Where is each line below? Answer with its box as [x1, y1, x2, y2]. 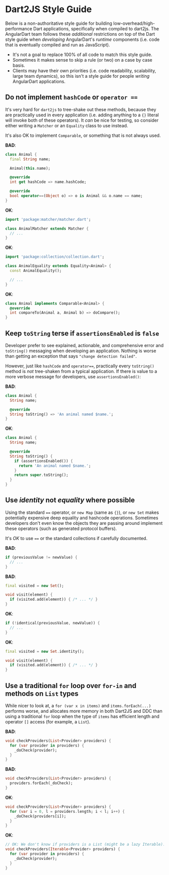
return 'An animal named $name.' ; [18, 463, 92, 468]
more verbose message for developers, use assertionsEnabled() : [5, 373, 141, 379]
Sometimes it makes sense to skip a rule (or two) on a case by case [12, 57, 152, 63]
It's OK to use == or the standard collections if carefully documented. [5, 535, 147, 541]
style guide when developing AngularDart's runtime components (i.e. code [5, 36, 160, 42]
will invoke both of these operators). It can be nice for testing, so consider [5, 117, 159, 123]
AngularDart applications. [12, 78, 66, 84]
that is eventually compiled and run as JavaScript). [5, 41, 110, 47]
